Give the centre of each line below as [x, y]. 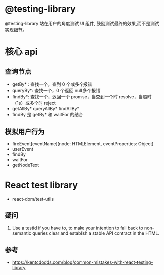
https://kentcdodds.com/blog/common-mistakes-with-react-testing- [82, 262]
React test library [41, 185]
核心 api [22, 52]
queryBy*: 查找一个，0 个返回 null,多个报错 [56, 90]
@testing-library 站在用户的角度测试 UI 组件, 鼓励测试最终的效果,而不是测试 [82, 23]
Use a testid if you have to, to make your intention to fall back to [78, 228]
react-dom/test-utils [33, 199]
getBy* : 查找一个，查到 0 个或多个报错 [52, 84]
